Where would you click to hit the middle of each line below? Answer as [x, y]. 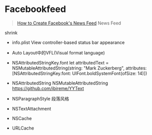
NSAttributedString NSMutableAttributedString [60, 83]
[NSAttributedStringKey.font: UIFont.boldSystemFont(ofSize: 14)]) [80, 73]
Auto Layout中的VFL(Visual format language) [58, 52]
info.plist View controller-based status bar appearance [68, 42]
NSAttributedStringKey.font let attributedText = [60, 62]
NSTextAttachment [31, 108]
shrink [11, 32]
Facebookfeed [35, 9]
